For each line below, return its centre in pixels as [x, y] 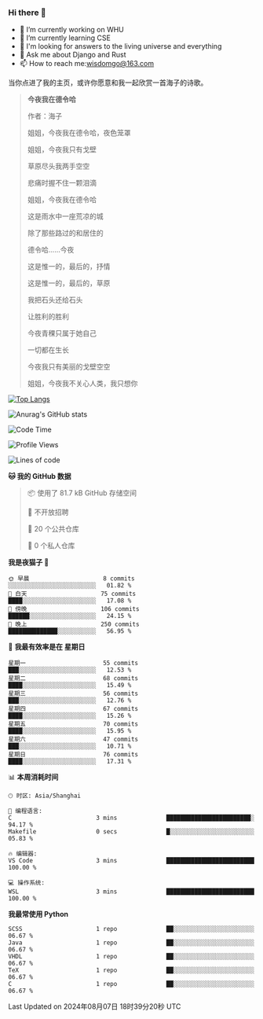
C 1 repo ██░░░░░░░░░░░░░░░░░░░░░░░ [131, 984]
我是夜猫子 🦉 [29, 562]
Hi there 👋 [27, 13]
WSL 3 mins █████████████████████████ [131, 892]
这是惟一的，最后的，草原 [69, 283]
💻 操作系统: [27, 883]
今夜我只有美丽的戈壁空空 [69, 367]
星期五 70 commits [73, 724]
